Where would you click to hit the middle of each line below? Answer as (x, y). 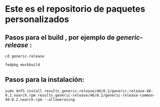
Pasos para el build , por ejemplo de (60, 37)
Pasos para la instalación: (45, 80)
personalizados (37, 19)
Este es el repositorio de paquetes (75, 9)
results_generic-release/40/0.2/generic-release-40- (98, 91)
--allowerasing (60, 99)
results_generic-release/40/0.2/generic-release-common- (97, 95)
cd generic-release (25, 56)
